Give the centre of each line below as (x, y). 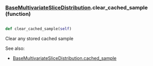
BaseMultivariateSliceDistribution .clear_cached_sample (76, 8)
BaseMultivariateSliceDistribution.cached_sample (65, 58)
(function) (18, 14)
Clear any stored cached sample (40, 39)
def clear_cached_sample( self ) (39, 29)
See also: (15, 48)
